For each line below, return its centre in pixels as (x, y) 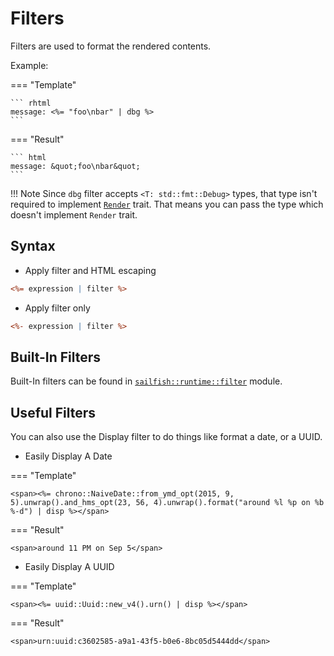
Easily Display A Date (68, 456)
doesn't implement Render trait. (74, 214)
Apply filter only (57, 308)
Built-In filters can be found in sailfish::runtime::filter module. (146, 381)
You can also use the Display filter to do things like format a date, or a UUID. (166, 437)
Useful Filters (53, 412)
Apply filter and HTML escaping (90, 270)
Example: (29, 65)
